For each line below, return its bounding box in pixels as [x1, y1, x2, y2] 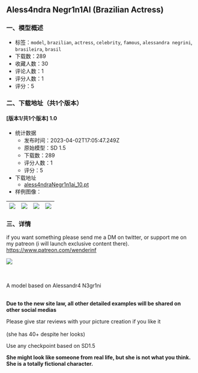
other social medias [6, 307, 57, 314]
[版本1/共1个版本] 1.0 [6, 115, 58, 122]
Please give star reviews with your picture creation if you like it [6, 318, 161, 325]
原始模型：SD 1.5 [23, 144, 66, 151]
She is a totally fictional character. [6, 360, 94, 368]
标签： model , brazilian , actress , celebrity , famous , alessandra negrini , [14, 38, 193, 46]
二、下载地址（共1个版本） [6, 99, 83, 107]
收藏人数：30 [14, 60, 49, 67]
